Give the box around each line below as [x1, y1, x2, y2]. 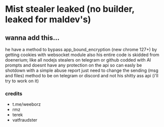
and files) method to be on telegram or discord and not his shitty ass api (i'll [5, 73, 159, 78]
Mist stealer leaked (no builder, [5, 3, 134, 15]
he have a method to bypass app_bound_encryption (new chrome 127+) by [5, 47, 157, 52]
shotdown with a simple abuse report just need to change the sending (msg [5, 67, 159, 73]
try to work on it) [5, 78, 39, 84]
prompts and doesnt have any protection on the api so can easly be [5, 63, 142, 68]
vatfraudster [12, 117, 38, 123]
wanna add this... [5, 33, 60, 42]
